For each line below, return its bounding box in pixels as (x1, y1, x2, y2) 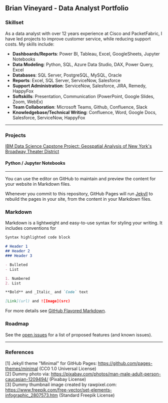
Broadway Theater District (5, 148, 59, 154)
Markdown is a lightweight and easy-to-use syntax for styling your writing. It (5, 220, 162, 226)
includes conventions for (5, 225, 56, 231)
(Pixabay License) (49, 376, 86, 382)
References (5, 349, 34, 356)
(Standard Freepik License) (59, 392, 115, 398)
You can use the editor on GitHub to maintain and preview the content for (5, 176, 156, 182)
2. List (5, 280, 21, 286)
